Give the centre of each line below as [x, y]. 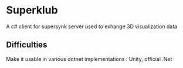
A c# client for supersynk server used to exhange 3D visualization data [92, 26]
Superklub [32, 10]
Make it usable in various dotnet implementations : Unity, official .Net [89, 59]
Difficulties [27, 45]
